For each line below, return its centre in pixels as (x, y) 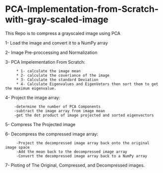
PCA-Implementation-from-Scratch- (82, 9)
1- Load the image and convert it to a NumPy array (56, 43)
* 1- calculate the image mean (48, 71)
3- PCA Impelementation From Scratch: (45, 62)
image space (17, 147)
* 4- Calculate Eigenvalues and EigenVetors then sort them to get (87, 84)
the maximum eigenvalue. (31, 88)
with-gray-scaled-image (57, 20)
